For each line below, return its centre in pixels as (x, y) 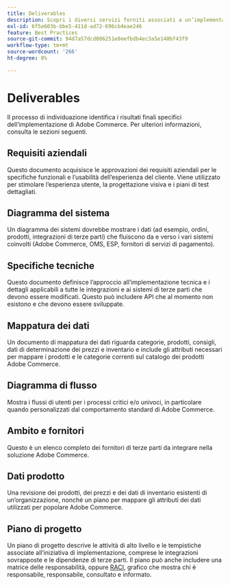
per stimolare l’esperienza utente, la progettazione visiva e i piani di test (108, 184)
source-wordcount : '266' (42, 52)
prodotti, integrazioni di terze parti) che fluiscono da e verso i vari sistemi (110, 237)
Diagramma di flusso (52, 386)
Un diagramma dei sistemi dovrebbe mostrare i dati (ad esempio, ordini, (108, 230)
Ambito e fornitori (46, 431)
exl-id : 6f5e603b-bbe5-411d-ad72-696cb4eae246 (75, 26)
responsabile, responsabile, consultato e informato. (79, 575)
